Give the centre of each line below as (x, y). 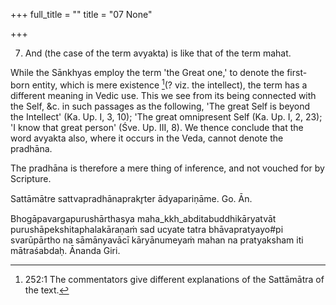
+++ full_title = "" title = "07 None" (81, 14)
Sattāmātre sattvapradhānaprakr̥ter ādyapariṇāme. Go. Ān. (131, 198)
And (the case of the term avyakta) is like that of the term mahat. (158, 53)
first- (297, 72)
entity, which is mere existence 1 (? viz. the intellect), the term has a (169, 84)
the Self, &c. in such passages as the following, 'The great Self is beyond (160, 106)
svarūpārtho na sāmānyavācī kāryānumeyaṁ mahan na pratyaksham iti (157, 240)
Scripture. (31, 178)
